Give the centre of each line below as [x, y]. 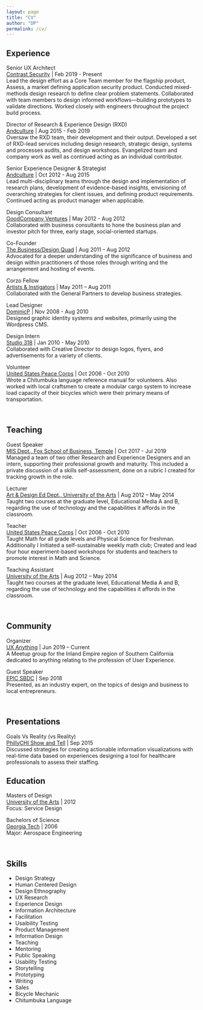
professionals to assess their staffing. [53, 762]
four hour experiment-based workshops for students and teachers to [92, 552]
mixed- [183, 87]
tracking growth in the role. [40, 477]
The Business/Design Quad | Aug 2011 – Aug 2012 [68, 250]
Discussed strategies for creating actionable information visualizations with [100, 749]
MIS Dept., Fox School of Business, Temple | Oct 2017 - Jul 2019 [86, 451]
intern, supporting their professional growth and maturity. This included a [97, 464]
